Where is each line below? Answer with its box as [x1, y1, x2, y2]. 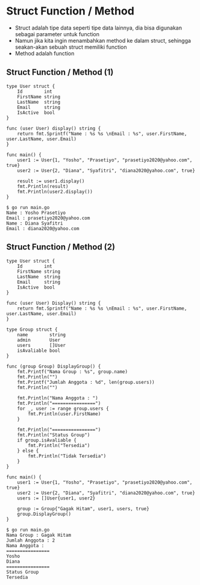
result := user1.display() [17, 178, 85, 184]
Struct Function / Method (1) [6, 67, 114, 78]
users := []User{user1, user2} [17, 495, 96, 501]
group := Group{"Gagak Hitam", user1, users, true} [17, 505, 149, 511]
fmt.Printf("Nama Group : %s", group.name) [17, 369, 128, 375]
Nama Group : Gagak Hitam [6, 532, 71, 538]
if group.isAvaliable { [17, 437, 77, 443]
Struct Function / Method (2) [6, 242, 116, 252]
